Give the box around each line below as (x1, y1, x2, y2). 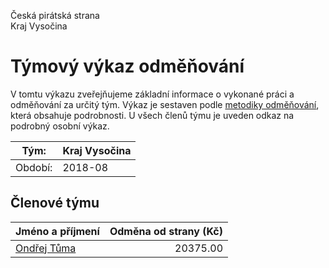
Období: (15, 160, 53, 174)
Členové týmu (10, 195, 100, 212)
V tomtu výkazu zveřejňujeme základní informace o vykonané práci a (10, 88, 295, 100)
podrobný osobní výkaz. (10, 120, 110, 132)
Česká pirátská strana (10, 10, 100, 21)
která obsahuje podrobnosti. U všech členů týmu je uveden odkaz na (10, 109, 295, 121)
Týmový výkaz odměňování (10, 55, 245, 78)
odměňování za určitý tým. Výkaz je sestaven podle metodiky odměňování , (10, 98, 320, 110)
